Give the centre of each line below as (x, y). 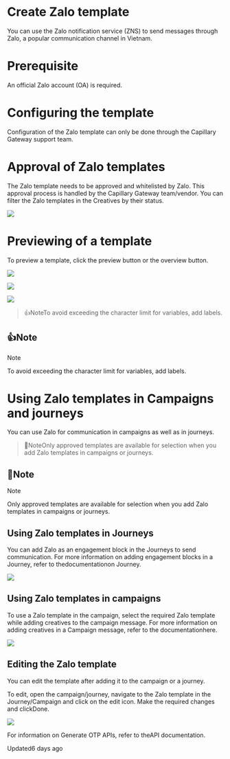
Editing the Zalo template (62, 665)
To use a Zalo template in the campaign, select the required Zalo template (111, 615)
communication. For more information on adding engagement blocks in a (110, 557)
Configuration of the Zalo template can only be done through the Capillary (112, 132)
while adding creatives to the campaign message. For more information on (112, 622)
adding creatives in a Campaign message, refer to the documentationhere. (112, 630)
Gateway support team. (40, 139)
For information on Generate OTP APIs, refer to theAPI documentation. (106, 735)
